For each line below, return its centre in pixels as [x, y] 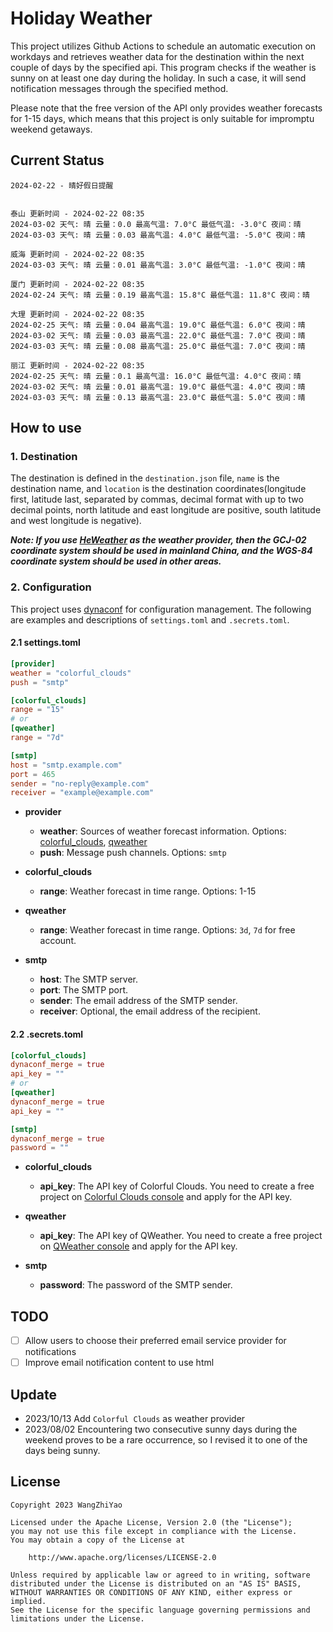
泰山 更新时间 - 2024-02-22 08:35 [77, 213]
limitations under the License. [77, 1618]
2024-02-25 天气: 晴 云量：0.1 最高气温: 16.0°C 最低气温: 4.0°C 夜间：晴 [156, 376]
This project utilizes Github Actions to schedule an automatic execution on [163, 46]
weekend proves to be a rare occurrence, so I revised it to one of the [166, 1440]
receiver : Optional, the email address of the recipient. [150, 1011]
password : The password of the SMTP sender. [136, 1285]
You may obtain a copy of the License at [98, 1540]
